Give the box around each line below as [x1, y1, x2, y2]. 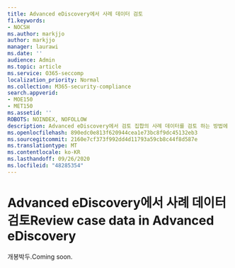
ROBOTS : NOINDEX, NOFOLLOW [7, 116, 87, 123]
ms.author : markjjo [7, 30, 65, 38]
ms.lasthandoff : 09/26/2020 [7, 155, 91, 163]
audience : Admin [7, 57, 55, 64]
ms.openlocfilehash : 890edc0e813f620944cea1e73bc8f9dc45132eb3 [7, 129, 198, 136]
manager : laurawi [7, 43, 59, 50]
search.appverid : [7, 89, 59, 96]
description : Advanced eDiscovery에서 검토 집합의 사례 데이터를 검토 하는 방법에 [7, 122, 228, 130]
